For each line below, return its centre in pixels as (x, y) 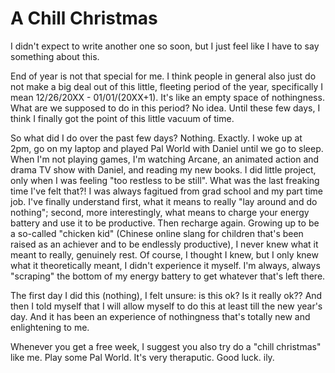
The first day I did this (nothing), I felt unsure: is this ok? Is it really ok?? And (166, 295)
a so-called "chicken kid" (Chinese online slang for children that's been (157, 233)
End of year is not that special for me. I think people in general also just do (163, 76)
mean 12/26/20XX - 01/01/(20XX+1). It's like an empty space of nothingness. (167, 97)
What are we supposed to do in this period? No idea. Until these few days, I (165, 108)
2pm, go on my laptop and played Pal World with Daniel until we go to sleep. (167, 148)
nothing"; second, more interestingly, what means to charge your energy (160, 212)
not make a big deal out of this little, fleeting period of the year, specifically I (167, 86)
